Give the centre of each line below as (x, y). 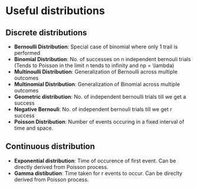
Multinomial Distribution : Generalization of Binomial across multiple (97, 84)
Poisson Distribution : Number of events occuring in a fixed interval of (99, 122)
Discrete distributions (46, 33)
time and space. (34, 128)
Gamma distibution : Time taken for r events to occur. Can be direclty (98, 173)
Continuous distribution (50, 146)
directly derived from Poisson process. (61, 167)
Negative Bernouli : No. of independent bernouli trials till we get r (93, 109)
